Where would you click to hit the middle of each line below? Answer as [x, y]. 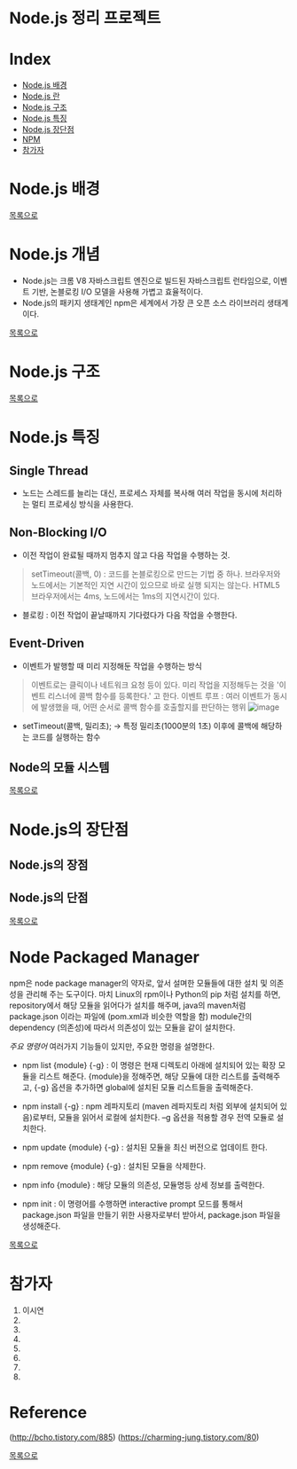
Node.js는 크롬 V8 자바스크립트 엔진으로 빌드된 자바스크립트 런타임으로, [146, 281]
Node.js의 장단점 [69, 829]
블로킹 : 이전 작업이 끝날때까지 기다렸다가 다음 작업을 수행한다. [129, 615]
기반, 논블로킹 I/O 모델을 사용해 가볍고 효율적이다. [117, 292]
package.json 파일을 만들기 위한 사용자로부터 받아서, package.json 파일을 [151, 1214]
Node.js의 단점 [49, 898]
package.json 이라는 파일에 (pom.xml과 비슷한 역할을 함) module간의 [131, 1016]
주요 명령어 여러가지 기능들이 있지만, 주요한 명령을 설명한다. [112, 1046]
